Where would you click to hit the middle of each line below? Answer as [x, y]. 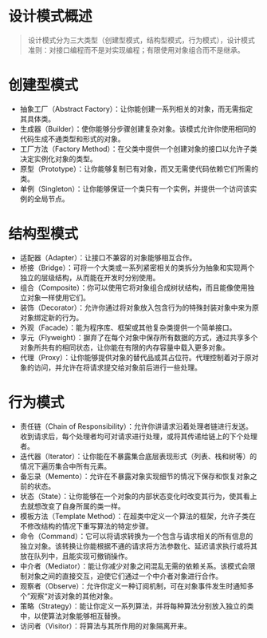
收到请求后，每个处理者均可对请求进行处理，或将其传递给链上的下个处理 [138, 436]
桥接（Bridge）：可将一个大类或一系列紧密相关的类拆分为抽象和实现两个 [137, 267]
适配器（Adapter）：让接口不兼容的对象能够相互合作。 [108, 257]
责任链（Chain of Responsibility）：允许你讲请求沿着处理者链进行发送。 [136, 426]
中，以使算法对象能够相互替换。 [72, 616]
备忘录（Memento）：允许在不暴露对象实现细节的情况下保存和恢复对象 [135, 476]
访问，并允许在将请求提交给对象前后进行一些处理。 [118, 367]
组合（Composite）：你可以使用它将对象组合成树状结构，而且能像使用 [134, 287]
